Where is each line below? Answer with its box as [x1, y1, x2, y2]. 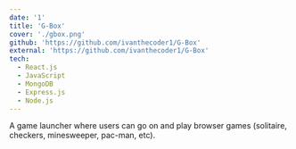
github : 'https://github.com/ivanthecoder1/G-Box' [9, 37, 201, 47]
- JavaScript [17, 71, 66, 80]
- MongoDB [17, 79, 53, 88]
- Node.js [17, 95, 53, 105]
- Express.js [17, 87, 66, 96]
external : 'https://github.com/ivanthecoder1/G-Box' [9, 46, 210, 55]
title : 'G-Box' [9, 21, 66, 30]
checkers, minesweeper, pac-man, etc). [9, 130, 156, 141]
